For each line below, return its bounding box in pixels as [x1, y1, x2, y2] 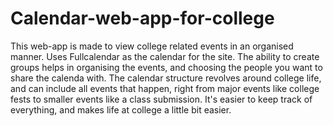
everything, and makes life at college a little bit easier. [10, 103, 232, 116]
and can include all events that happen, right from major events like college [10, 82, 320, 94]
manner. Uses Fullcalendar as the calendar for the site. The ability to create [10, 50, 320, 62]
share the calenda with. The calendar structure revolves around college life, [10, 72, 322, 84]
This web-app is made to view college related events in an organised [10, 40, 294, 52]
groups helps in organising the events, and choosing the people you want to [10, 61, 323, 73]
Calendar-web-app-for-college [10, 7, 275, 30]
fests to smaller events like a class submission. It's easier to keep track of [10, 93, 313, 105]
